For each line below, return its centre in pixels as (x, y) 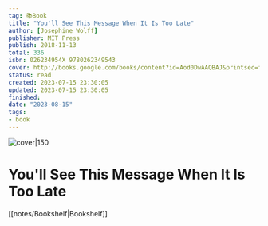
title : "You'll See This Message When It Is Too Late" (101, 23)
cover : (19, 68)
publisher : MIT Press (44, 38)
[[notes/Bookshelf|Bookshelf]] (58, 213)
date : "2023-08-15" (41, 105)
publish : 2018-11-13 (43, 46)
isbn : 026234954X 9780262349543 (62, 61)
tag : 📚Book (28, 16)
